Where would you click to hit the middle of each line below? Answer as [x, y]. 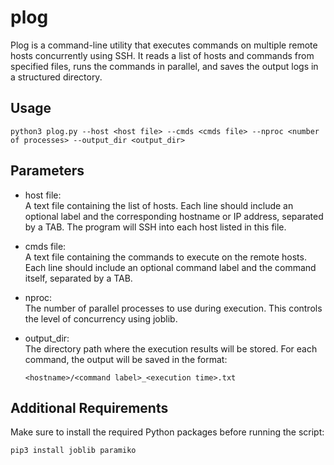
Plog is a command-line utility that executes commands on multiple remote [164, 45]
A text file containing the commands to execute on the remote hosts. [165, 257]
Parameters [47, 171]
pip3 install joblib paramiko [73, 451]
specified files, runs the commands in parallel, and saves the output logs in [164, 66]
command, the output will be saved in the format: [126, 359]
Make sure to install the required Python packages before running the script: [167, 432]
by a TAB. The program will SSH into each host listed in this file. [155, 227]
